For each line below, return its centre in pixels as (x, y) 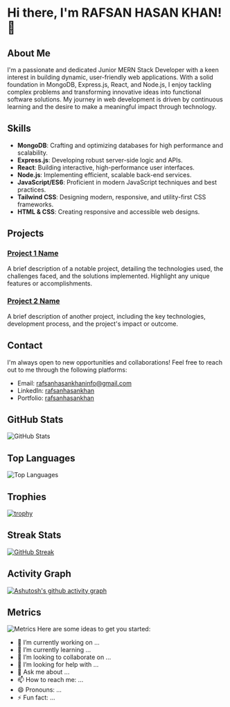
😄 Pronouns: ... (39, 690)
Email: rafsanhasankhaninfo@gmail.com (74, 383)
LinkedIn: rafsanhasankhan (56, 390)
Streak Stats (34, 535)
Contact (25, 346)
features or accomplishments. (50, 283)
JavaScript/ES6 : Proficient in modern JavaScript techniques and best (117, 182)
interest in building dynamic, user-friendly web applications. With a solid (110, 77)
